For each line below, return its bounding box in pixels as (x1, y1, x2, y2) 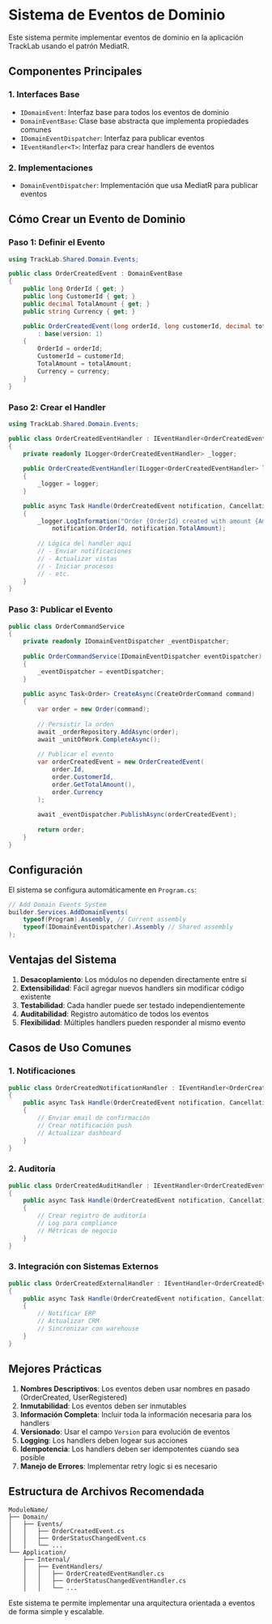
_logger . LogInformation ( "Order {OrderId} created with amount (37, 517, 252, 525)
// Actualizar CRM (37, 1317, 100, 1326)
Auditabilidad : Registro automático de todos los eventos (19, 1009, 209, 1019)
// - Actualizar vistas (37, 554, 117, 562)
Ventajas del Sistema (8, 953, 117, 967)
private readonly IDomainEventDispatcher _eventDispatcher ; (23, 638, 230, 646)
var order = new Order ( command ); (37, 705, 151, 714)
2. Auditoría (8, 1163, 56, 1174)
